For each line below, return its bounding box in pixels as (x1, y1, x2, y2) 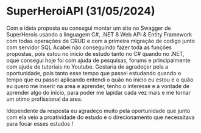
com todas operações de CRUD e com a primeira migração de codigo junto (6, 37, 195, 44)
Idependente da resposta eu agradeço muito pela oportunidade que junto (6, 107, 191, 114)
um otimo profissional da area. (6, 95, 83, 103)
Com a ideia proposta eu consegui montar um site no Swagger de (6, 24, 172, 32)
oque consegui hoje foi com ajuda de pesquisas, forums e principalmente (6, 56, 191, 64)
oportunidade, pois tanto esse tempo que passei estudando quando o (6, 69, 182, 77)
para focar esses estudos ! (6, 120, 74, 127)
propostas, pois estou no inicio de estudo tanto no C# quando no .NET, (6, 50, 185, 57)
